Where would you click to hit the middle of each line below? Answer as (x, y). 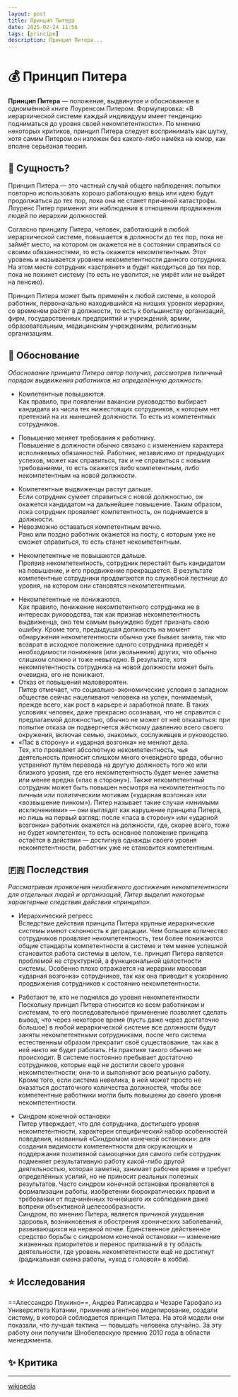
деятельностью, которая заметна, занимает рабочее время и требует (124, 1168)
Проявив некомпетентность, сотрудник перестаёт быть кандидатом (121, 563)
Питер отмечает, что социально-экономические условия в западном (123, 689)
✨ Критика (33, 1363)
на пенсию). (26, 282)
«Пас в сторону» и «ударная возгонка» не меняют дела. (103, 742)
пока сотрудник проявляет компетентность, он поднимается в (113, 511)
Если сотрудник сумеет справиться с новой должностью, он (111, 496)
